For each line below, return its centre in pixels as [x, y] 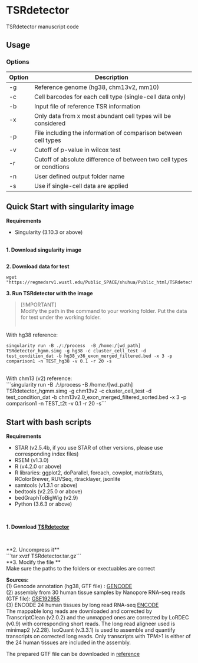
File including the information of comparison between [108, 133]
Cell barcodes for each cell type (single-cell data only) [110, 97]
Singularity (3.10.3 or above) [49, 232]
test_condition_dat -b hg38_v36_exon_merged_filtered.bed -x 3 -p [89, 356]
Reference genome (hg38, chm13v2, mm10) [97, 87]
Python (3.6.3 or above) [43, 504]
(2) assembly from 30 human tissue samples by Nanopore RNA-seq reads [96, 592]
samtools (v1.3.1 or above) [46, 485]
